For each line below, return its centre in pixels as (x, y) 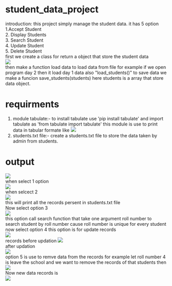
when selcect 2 (22, 192)
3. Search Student (24, 40)
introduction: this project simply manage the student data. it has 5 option (82, 24)
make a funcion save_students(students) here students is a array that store (84, 78)
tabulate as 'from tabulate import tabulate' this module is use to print (85, 124)
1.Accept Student (24, 29)
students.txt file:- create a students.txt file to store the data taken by (85, 135)
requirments (32, 104)
